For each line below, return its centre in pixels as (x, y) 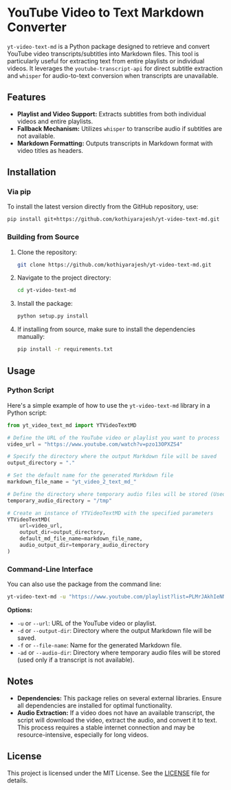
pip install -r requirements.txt (65, 349)
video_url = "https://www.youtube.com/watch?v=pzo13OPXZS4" (95, 444)
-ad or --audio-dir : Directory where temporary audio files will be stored (119, 652)
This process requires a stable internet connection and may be (106, 727)
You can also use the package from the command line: (84, 584)
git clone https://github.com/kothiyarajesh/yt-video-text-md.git (114, 264)
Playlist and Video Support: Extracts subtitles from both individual (111, 114)
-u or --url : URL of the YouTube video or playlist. (87, 623)
